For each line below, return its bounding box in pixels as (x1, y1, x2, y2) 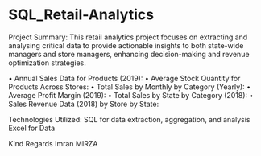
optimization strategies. (8, 58, 87, 68)
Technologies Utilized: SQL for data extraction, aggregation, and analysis (8, 114, 251, 124)
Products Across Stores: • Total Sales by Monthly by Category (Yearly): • (8, 82, 251, 92)
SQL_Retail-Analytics (8, 6, 155, 24)
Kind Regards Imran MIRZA (8, 138, 98, 148)
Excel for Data (8, 123, 56, 133)
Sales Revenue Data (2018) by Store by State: (8, 99, 159, 109)
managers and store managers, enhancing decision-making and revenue (8, 49, 250, 59)
